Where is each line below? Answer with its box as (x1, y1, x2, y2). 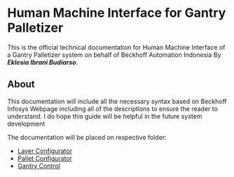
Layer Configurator (17, 146, 72, 155)
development (7, 119, 46, 128)
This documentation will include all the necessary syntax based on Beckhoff (7, 97, 228, 105)
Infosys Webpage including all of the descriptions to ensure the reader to (7, 104, 219, 113)
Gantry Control (17, 162, 61, 170)
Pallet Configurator (17, 154, 72, 162)
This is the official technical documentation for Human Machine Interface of (7, 43, 226, 51)
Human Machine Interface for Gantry (7, 5, 226, 21)
